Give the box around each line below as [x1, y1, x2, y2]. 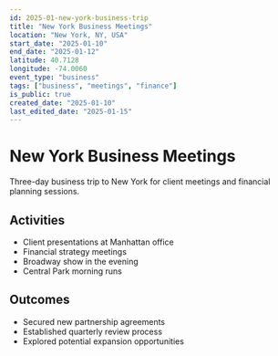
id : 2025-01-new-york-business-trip [9, 13, 149, 23]
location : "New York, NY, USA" [9, 30, 129, 39]
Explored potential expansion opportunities [22, 335, 185, 347]
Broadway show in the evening [22, 257, 139, 267]
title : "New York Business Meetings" [9, 22, 153, 31]
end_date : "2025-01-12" [9, 47, 100, 57]
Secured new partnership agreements [22, 316, 166, 327]
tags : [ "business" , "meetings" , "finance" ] [9, 81, 178, 90]
